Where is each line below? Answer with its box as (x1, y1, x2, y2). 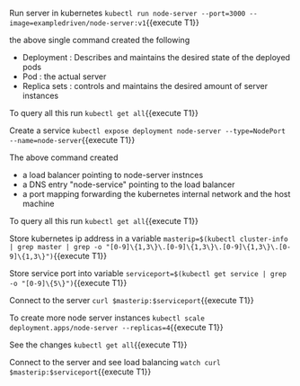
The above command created (9, 152, 119, 163)
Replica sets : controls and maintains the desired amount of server (22, 81, 269, 91)
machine (22, 198, 56, 209)
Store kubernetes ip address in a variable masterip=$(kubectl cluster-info (9, 233, 289, 244)
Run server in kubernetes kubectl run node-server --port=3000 (9, 8, 246, 18)
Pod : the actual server (22, 71, 107, 82)
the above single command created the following (9, 35, 190, 45)
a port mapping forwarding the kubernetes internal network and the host (22, 189, 291, 199)
